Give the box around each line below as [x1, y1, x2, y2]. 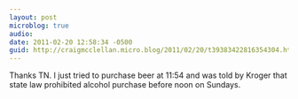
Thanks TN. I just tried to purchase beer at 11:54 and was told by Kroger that [9, 70, 288, 80]
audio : [9, 29, 34, 38]
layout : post [9, 12, 58, 22]
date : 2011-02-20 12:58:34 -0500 [9, 37, 133, 47]
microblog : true [9, 21, 69, 30]
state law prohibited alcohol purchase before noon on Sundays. [9, 80, 241, 90]
